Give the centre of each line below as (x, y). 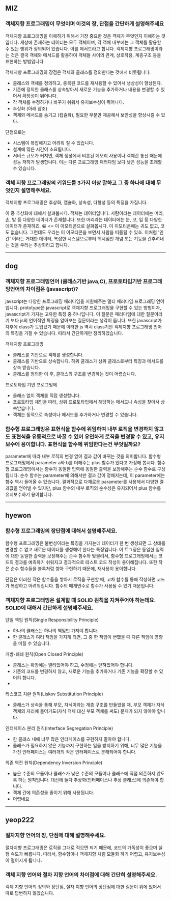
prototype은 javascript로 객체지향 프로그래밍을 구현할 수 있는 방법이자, (91, 307)
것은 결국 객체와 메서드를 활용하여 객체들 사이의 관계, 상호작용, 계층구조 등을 (86, 55)
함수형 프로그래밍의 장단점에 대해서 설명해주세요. (62, 531)
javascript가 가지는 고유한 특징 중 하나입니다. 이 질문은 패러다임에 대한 (75, 314)
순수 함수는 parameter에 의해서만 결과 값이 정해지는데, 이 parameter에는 (93, 475)
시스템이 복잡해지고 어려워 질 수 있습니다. (53, 143)
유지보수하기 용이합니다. (29, 494)
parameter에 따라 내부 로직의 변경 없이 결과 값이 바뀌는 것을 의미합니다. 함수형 (83, 456)
